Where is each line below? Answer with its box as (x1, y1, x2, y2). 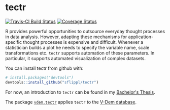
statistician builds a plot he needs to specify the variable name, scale (5, 44, 150, 50)
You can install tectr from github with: (5, 65, 84, 71)
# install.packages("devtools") (5, 75, 74, 80)
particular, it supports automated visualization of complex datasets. (5, 55, 146, 61)
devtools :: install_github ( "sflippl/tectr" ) (5, 79, 99, 85)
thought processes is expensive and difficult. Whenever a (23, 39, 144, 45)
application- (128, 34, 154, 40)
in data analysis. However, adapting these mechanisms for (5, 34, 127, 40)
